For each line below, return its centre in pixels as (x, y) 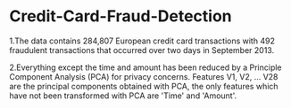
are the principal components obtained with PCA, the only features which (144, 86)
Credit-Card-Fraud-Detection (121, 16)
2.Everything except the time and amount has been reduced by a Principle (146, 67)
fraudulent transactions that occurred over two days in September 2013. (142, 50)
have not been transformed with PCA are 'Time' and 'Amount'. (123, 96)
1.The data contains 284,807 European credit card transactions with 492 (142, 41)
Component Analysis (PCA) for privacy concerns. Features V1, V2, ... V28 (144, 76)
